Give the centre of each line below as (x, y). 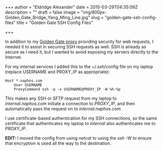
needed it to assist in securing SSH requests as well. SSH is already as (76, 47)
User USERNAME (28, 85)
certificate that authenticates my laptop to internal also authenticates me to (80, 123)
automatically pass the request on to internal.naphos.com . (63, 109)
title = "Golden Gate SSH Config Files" (55, 22)
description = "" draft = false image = (43, 12)
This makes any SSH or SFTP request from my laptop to (61, 98)
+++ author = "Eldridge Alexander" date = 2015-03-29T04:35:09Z (72, 7)
